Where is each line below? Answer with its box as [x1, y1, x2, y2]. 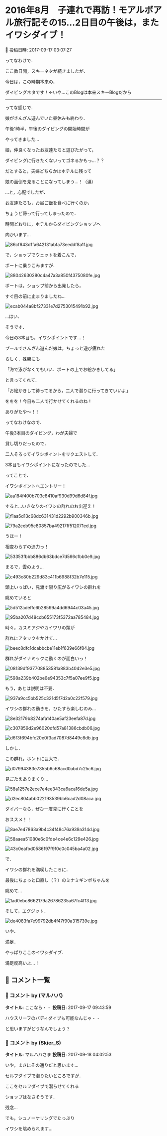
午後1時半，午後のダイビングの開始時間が [5, 126, 90, 132]
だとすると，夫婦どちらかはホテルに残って [5, 168, 92, 174]
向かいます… [5, 231, 31, 237]
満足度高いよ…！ [5, 960, 40, 966]
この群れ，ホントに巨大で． [5, 755, 62, 761]
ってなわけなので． [5, 419, 44, 425]
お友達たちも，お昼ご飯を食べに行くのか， [5, 200, 92, 206]
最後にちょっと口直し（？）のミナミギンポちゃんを [5, 877, 110, 883]
